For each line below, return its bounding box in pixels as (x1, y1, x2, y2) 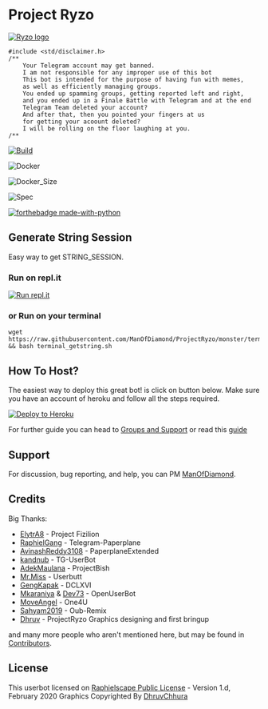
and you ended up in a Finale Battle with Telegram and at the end (22, 96, 251, 105)
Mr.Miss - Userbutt (19, 571, 82, 581)
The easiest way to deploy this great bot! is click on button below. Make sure (8, 386, 260, 395)
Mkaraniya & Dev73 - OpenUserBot (19, 588, 136, 598)
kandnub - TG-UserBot (19, 555, 96, 564)
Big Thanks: (8, 514, 48, 523)
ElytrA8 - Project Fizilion (19, 529, 100, 539)
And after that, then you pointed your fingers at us (22, 110, 205, 118)
